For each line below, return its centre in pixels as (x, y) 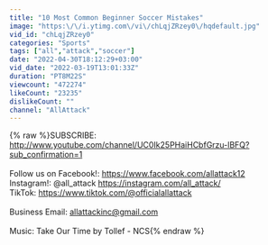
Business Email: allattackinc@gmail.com (84, 212)
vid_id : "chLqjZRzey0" (52, 34)
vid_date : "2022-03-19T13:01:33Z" (74, 68)
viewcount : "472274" (48, 85)
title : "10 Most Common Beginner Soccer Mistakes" (106, 18)
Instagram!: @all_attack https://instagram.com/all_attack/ (115, 183)
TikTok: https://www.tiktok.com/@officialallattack (101, 193)
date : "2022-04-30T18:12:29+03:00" (76, 59)
